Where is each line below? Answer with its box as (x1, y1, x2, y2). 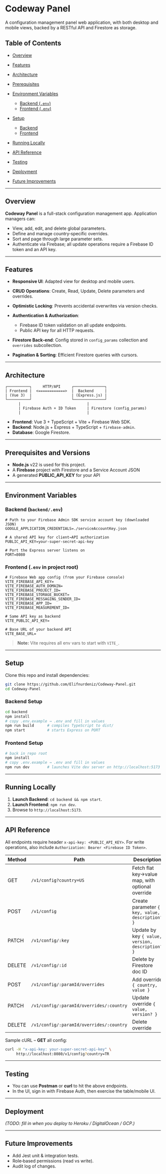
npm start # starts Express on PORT (5, 728, 100, 733)
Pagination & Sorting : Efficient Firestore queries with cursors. (12, 352, 138, 358)
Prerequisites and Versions (5, 449, 90, 457)
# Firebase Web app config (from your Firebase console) (5, 575, 125, 580)
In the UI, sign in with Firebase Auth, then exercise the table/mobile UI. (12, 1088, 156, 1094)
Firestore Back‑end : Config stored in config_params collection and (12, 337, 148, 343)
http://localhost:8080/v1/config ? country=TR (16, 1051, 110, 1056)
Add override (132, 976, 163, 983)
